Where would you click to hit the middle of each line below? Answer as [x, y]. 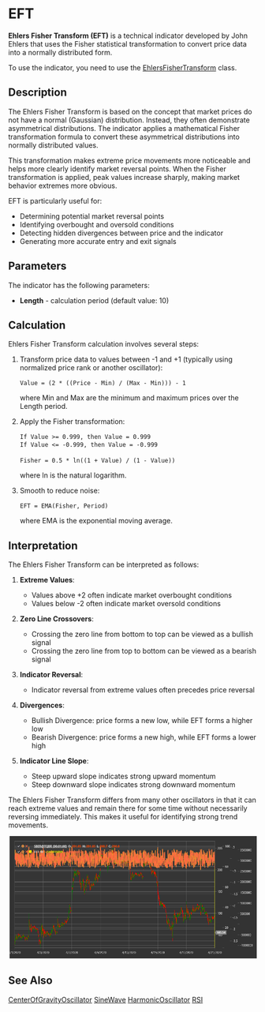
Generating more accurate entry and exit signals [98, 241]
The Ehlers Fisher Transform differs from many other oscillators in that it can [132, 800]
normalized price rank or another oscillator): [91, 368]
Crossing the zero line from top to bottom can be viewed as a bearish [144, 651]
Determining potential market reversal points [91, 216]
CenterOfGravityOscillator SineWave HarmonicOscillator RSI [106, 999]
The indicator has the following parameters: [79, 285]
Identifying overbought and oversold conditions [97, 224]
